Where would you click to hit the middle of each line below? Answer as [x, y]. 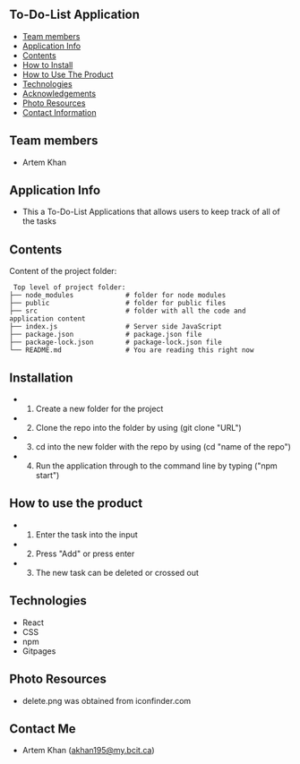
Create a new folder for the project [99, 409]
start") [47, 476]
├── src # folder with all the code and [128, 311]
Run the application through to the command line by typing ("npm [156, 466]
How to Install [47, 64]
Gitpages [39, 651]
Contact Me [43, 729]
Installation [41, 378]
